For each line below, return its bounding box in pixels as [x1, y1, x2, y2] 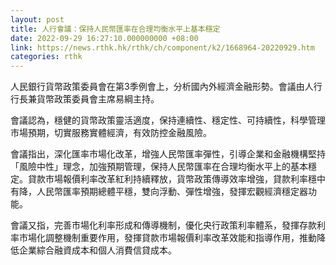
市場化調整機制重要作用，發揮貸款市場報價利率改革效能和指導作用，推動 [18, 232, 317, 244]
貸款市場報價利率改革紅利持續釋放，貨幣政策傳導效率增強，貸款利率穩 [27, 173, 317, 185]
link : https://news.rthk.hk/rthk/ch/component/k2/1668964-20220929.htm [10, 42, 315, 53]
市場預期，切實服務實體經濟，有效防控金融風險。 [10, 127, 212, 139]
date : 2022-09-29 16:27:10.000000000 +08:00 [10, 33, 199, 43]
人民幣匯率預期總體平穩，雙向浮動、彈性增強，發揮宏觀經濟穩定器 [36, 186, 308, 198]
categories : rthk [10, 52, 83, 62]
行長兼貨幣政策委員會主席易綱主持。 [10, 93, 160, 105]
